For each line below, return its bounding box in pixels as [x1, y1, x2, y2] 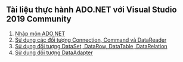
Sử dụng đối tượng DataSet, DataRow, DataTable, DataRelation [14, 42, 168, 49]
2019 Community [6, 14, 72, 24]
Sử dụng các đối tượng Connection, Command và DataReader [14, 36, 167, 44]
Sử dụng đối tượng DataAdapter [14, 49, 94, 56]
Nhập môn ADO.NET [14, 30, 66, 37]
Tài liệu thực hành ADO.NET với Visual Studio [6, 5, 177, 15]
